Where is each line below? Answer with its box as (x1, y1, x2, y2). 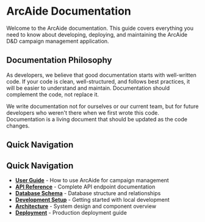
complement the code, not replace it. (6, 90, 99, 98)
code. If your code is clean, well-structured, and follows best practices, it (6, 77, 190, 85)
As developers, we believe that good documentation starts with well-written (6, 71, 197, 79)
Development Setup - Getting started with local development (15, 196, 170, 203)
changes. (6, 122, 30, 129)
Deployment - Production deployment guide (15, 209, 127, 216)
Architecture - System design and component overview (15, 202, 157, 210)
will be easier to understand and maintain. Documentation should (6, 84, 170, 91)
